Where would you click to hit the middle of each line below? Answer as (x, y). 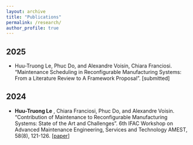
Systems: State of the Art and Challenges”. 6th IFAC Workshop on (94, 123)
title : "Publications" (34, 17)
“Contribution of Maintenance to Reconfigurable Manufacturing (91, 117)
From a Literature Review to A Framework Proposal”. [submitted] (92, 78)
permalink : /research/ (34, 22)
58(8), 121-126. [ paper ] (42, 136)
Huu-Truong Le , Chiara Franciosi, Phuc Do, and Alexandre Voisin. (94, 111)
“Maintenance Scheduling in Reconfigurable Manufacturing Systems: (98, 72)
